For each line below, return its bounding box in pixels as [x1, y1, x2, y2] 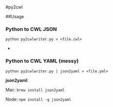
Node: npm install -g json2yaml [5, 96, 72, 102]
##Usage [5, 14, 24, 19]
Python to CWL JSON [5, 25, 57, 32]
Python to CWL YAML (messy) [5, 58, 79, 64]
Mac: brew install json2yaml [5, 86, 65, 92]
